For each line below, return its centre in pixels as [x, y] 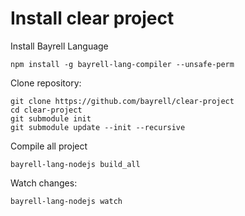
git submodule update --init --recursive [98, 127]
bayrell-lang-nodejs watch [66, 201]
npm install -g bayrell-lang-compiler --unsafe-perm [122, 64]
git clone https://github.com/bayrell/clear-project [122, 101]
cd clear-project [46, 110]
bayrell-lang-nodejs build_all [75, 164]
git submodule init [51, 118]
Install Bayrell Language [59, 46]
